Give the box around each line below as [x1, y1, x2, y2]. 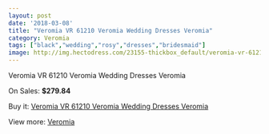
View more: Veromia [8, 117, 75, 126]
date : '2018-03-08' [8, 19, 74, 27]
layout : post [8, 11, 52, 20]
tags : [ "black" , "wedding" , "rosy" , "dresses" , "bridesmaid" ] [8, 41, 206, 49]
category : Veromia [8, 33, 70, 42]
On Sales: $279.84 [8, 86, 71, 96]
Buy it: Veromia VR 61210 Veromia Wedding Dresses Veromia [8, 101, 209, 111]
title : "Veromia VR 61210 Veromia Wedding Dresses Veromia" [8, 26, 214, 34]
